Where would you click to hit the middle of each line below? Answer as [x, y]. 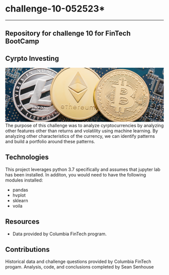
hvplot [19, 195]
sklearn [20, 200]
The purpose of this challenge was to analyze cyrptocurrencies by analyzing [84, 125]
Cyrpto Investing [32, 58]
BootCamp [22, 41]
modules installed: [24, 180]
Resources [22, 222]
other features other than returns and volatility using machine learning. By [82, 131]
